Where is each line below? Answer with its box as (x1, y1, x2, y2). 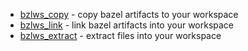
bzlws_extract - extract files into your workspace (19, 30, 222, 41)
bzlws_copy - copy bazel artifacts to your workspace (19, 9, 239, 20)
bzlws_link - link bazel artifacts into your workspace (19, 19, 235, 31)
